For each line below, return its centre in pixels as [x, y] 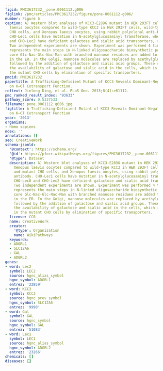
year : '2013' [18, 118]
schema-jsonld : [20, 145]
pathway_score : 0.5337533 [31, 100]
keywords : [19, 240]
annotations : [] [21, 136]
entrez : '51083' [26, 330]
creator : [18, 226]
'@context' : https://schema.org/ [43, 149]
